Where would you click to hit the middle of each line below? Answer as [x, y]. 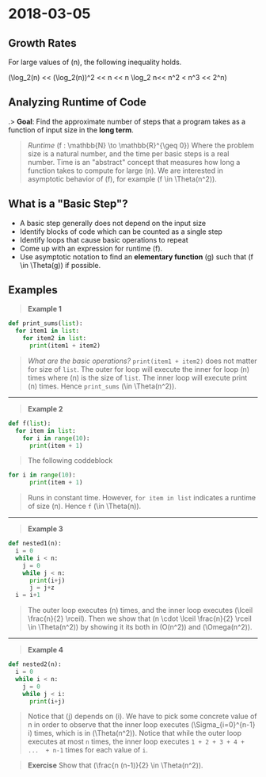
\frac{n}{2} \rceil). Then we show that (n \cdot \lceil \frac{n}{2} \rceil [139, 618]
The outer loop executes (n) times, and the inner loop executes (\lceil [140, 610]
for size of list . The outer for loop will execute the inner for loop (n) [139, 369]
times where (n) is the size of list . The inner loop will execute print [137, 377]
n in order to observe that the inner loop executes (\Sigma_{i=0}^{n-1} [141, 725]
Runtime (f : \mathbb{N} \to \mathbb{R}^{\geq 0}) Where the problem [141, 145]
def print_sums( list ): [46, 323]
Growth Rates [42, 43]
